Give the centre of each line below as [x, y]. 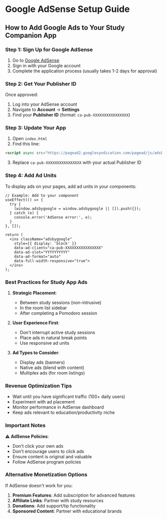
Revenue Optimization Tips [39, 386]
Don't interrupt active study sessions [57, 332]
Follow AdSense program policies [46, 462]
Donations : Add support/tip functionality [54, 506]
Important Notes [25, 425]
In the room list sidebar [43, 308]
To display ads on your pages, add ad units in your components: [71, 186]
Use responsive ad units [44, 343]
